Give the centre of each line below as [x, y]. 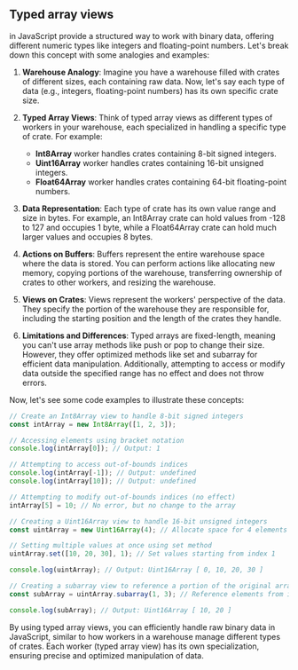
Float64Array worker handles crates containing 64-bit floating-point [161, 182]
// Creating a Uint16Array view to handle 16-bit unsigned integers [138, 521]
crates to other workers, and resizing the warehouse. [119, 282]
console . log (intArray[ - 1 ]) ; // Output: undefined [103, 473]
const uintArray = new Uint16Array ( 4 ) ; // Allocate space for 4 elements [149, 530]
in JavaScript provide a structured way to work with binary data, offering [142, 35]
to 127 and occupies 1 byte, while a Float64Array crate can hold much [149, 227]
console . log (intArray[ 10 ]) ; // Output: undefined [103, 481]
